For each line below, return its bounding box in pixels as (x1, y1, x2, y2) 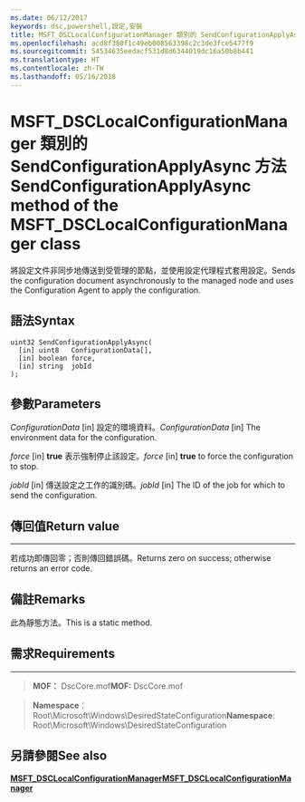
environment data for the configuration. (10, 432, 157, 443)
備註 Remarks (10, 591, 86, 607)
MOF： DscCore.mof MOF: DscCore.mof (32, 681, 184, 691)
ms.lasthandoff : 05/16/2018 (10, 72, 117, 82)
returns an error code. (10, 563, 93, 574)
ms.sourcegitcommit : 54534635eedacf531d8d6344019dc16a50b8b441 (10, 47, 254, 56)
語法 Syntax (10, 314, 75, 329)
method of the (10, 195, 119, 216)
